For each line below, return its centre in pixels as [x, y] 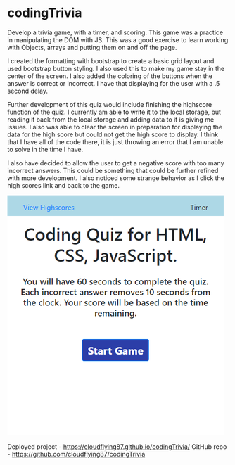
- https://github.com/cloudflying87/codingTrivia [76, 454]
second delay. [27, 91]
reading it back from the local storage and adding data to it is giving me [111, 119]
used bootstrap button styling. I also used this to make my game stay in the [116, 68]
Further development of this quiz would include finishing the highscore [110, 104]
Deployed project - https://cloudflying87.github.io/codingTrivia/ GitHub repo [117, 446]
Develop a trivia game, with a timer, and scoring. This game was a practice [115, 32]
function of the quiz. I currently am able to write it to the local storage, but [114, 112]
